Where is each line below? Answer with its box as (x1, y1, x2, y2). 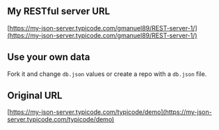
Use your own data (7, 51, 90, 63)
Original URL (7, 90, 63, 102)
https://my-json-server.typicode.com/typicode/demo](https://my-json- (9, 108, 212, 116)
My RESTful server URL (7, 6, 111, 17)
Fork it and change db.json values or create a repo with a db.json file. (7, 69, 207, 78)
